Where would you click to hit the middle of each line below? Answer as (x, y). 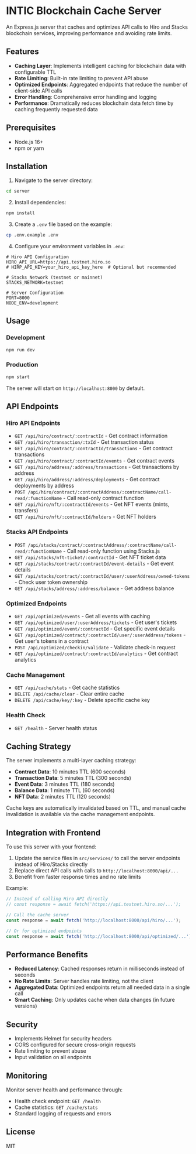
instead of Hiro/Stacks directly (51, 864)
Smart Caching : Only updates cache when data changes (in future (94, 1000)
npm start (18, 377)
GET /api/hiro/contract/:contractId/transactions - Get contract (94, 448)
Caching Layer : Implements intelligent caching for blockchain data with (100, 66)
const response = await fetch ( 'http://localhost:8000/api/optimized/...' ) (99, 936)
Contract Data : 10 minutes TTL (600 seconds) (70, 772)
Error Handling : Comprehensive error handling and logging (85, 97)
